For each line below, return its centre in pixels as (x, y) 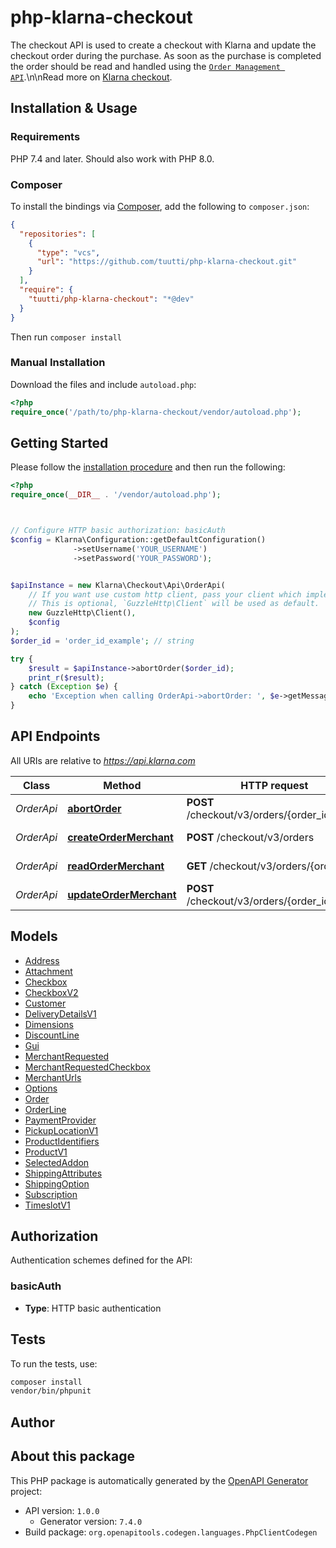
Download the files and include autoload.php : (103, 384)
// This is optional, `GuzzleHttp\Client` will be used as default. (174, 604)
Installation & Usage (74, 108)
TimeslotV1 (47, 1205)
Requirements (45, 137)
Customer (45, 1003)
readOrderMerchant (116, 866)
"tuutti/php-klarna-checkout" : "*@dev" (111, 299)
